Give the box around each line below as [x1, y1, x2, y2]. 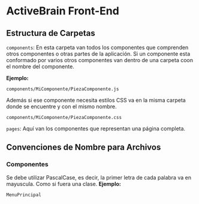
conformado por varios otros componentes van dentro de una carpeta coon [6, 57, 194, 63]
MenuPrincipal [6, 191, 42, 198]
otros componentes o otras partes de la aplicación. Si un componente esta [6, 50, 191, 57]
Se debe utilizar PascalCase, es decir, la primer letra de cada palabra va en [6, 173, 192, 181]
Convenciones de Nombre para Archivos [6, 142, 161, 153]
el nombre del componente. [6, 63, 75, 70]
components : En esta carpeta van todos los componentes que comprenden [6, 44, 189, 51]
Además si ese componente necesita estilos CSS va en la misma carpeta [6, 97, 186, 103]
